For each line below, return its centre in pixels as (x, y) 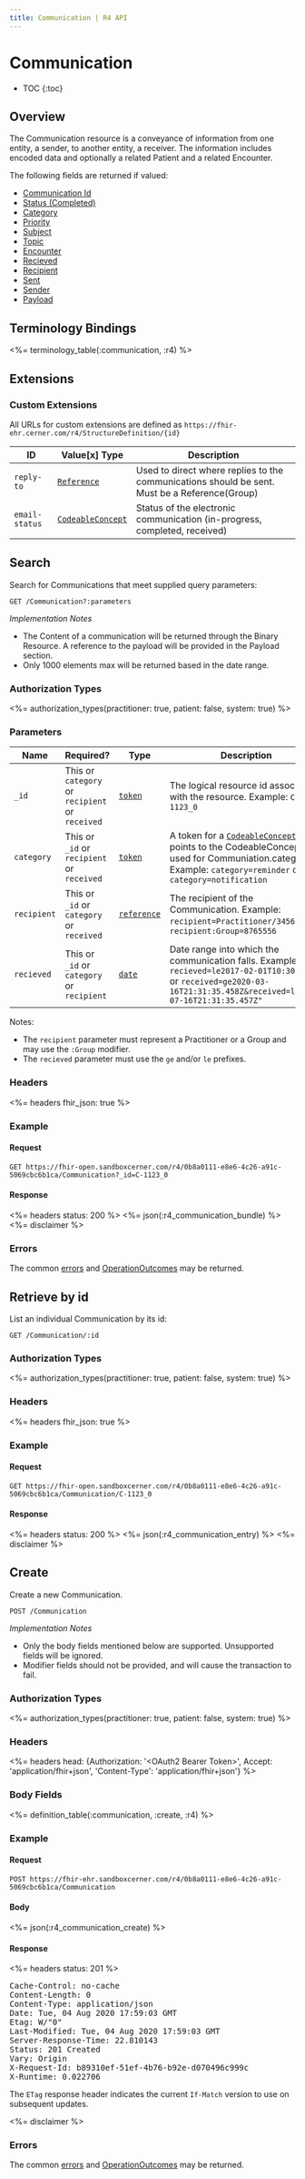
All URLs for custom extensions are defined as (96, 424)
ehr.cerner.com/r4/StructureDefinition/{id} (95, 433)
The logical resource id (218, 785)
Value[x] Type (93, 454)
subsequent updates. (49, 2104)
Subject (37, 232)
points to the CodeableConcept (236, 847)
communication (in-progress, (199, 519)
